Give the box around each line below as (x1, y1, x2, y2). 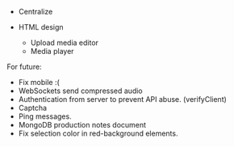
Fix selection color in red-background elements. (18, 128, 178, 138)
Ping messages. (18, 112, 73, 121)
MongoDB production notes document (18, 120, 146, 129)
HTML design (18, 22, 65, 31)
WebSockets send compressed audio (18, 86, 144, 95)
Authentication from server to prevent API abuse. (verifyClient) (18, 95, 227, 103)
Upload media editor (30, 38, 99, 47)
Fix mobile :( (18, 78, 61, 87)
